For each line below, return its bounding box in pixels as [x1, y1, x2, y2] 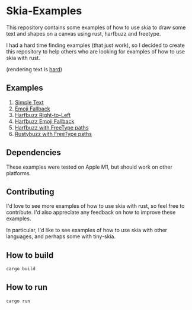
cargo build [6, 266, 36, 272]
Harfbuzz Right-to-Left [14, 111, 71, 118]
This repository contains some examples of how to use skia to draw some [6, 24, 186, 31]
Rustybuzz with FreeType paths [14, 130, 92, 137]
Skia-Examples [6, 4, 82, 18]
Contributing [6, 186, 55, 197]
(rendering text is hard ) [6, 65, 63, 72]
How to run [6, 282, 48, 292]
